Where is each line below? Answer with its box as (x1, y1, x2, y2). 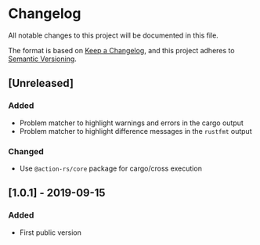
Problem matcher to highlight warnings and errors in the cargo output (19, 118, 244, 128)
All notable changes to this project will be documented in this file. (8, 31, 219, 40)
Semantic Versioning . (8, 54, 77, 63)
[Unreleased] (8, 77, 74, 90)
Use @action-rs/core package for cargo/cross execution (19, 164, 202, 173)
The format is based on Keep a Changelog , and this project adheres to (8, 45, 235, 55)
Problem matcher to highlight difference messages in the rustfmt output (19, 126, 252, 135)
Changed (8, 146, 45, 157)
